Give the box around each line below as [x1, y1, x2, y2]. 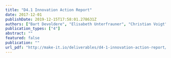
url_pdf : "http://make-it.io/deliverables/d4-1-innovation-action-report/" [5, 45, 169, 50]
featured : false [5, 36, 40, 41]
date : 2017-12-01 [5, 12, 42, 17]
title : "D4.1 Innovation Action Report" [5, 7, 93, 13]
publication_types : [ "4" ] [5, 26, 60, 31]
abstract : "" [5, 31, 33, 36]
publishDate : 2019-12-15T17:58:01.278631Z [5, 17, 97, 22]
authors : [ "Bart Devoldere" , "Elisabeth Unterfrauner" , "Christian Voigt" [5, 21, 167, 27]
